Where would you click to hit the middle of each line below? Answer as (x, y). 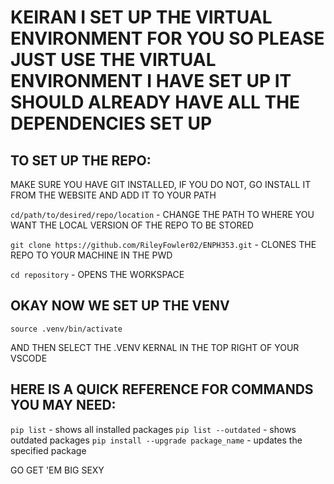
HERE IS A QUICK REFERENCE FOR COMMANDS (162, 389)
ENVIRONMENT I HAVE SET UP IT (151, 81)
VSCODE (29, 358)
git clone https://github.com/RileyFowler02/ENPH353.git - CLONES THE (163, 244)
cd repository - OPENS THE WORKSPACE (97, 274)
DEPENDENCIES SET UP (111, 123)
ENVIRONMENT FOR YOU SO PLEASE (167, 38)
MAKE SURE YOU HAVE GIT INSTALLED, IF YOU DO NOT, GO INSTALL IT (161, 184)
